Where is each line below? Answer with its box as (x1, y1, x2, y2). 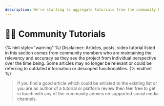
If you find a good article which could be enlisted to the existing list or (17, 80, 158, 86)
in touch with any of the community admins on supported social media (17, 90, 159, 96)
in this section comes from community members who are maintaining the (5, 50, 152, 55)
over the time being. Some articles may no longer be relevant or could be (5, 60, 152, 66)
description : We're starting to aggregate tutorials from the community (5, 7, 156, 12)
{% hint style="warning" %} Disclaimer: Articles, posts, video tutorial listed (5, 45, 155, 51)
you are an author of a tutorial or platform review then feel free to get (17, 85, 156, 91)
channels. (17, 96, 37, 102)
